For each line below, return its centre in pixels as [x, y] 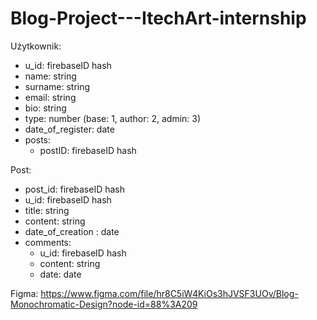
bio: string [45, 108]
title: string [47, 210]
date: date [60, 274]
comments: [48, 242]
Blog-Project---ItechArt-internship [158, 18]
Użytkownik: [36, 46]
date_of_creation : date [72, 231]
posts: [38, 139]
